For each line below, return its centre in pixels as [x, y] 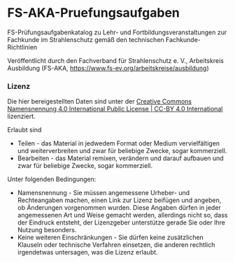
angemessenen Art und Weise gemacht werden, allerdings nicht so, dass [123, 215]
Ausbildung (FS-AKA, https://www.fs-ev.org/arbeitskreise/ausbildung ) [108, 68]
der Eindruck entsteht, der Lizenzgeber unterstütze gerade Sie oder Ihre [121, 222]
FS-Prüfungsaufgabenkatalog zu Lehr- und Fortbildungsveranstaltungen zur [117, 32]
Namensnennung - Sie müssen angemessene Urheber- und [104, 193]
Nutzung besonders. [47, 230]
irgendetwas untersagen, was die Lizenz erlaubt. [88, 253]
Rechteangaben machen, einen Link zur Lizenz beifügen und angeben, [119, 200]
